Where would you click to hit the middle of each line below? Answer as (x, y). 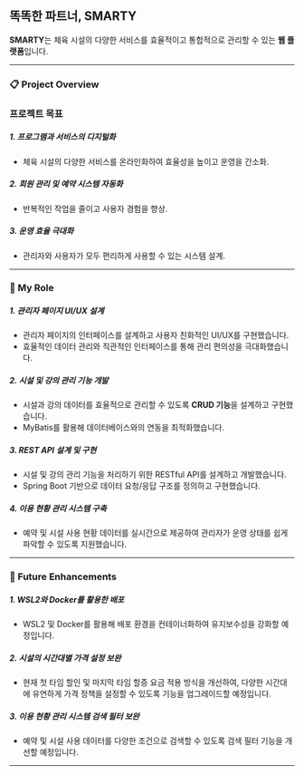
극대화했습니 (266, 346)
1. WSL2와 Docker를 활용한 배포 (67, 599)
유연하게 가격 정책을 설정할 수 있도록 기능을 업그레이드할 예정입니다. (152, 694)
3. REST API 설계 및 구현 (53, 450)
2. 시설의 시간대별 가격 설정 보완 (66, 658)
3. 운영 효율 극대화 (42, 231)
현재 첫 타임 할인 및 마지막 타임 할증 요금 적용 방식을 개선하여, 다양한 (143, 683)
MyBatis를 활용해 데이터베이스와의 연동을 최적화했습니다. (123, 428)
